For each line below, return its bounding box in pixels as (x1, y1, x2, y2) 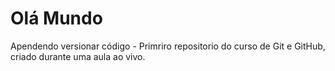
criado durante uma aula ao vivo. (10, 50, 146, 62)
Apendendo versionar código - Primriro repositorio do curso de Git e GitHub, (10, 40, 326, 52)
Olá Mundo (10, 7, 103, 30)
